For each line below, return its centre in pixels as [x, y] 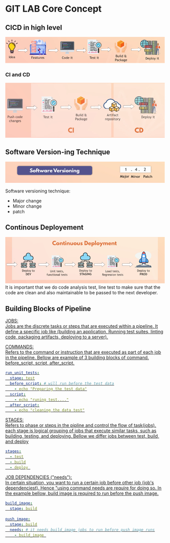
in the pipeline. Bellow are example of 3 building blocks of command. [77, 358]
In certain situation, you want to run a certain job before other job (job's [80, 482]
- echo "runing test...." [42, 400]
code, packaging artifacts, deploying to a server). [57, 337]
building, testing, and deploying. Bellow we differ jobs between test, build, [82, 436]
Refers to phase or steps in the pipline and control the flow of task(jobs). [81, 425]
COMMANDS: [19, 347]
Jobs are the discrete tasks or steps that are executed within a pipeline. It [82, 326]
